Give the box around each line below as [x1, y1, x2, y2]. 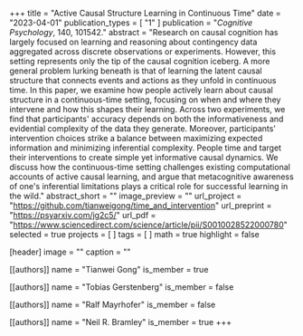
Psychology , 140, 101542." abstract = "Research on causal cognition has [9, 27, 279, 37]
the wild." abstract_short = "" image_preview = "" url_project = [9, 190, 242, 201]
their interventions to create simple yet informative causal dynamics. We [9, 152, 279, 162]
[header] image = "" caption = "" [9, 246, 131, 257]
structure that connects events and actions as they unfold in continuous [9, 75, 277, 85]
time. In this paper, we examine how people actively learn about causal [9, 85, 273, 95]
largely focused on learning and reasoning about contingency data [9, 36, 258, 47]
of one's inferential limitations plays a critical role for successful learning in [9, 181, 289, 191]
